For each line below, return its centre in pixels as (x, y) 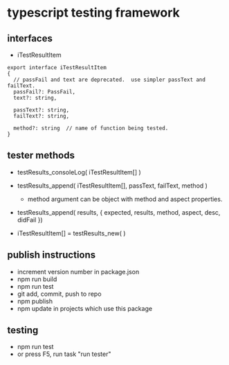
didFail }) (30, 220)
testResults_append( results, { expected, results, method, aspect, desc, (119, 212)
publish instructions (52, 255)
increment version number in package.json (78, 271)
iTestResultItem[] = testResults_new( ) (71, 233)
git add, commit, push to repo (59, 294)
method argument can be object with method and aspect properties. (125, 199)
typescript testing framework (93, 13)
